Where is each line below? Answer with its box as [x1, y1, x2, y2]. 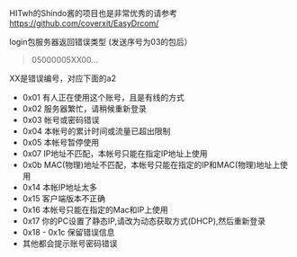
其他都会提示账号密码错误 [22, 238, 118, 249]
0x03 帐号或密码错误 [22, 115, 100, 125]
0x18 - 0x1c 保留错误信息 [22, 227, 115, 237]
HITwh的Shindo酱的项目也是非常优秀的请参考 [9, 8, 177, 18]
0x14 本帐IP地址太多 [22, 182, 97, 192]
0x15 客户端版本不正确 [22, 193, 106, 204]
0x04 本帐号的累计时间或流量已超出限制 [22, 126, 171, 137]
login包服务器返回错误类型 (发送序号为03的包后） [9, 37, 193, 47]
